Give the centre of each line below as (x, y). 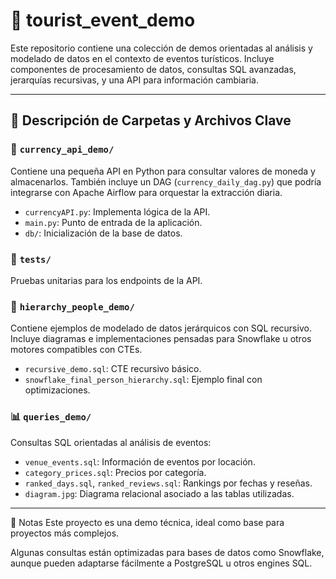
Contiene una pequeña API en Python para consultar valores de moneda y (163, 171)
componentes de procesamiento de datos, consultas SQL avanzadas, (153, 69)
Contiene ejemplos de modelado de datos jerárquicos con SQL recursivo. (161, 328)
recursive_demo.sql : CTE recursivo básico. (113, 369)
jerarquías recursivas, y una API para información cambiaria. (135, 80)
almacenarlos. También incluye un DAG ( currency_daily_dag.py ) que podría (166, 181)
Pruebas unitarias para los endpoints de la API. (106, 280)
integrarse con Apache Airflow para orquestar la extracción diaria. (146, 192)
